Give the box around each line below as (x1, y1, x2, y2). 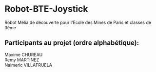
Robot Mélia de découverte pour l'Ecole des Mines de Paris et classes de (4, 19, 152, 25)
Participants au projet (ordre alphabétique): (4, 39, 139, 47)
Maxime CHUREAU (4, 52, 43, 57)
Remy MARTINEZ (4, 57, 39, 63)
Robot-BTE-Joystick (4, 3, 88, 15)
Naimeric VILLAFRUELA (4, 62, 52, 68)
